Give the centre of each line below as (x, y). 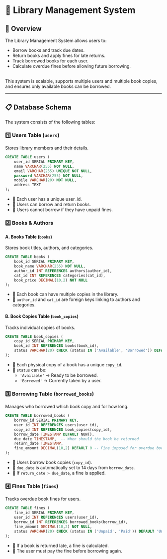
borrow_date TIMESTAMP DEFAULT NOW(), (54, 434)
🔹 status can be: (29, 370)
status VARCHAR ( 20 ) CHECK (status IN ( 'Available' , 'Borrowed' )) (83, 351)
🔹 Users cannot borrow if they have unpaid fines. (63, 210)
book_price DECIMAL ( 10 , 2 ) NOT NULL (51, 280)
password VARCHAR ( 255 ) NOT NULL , (49, 176)
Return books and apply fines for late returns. (59, 55)
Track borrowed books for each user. (50, 61)
